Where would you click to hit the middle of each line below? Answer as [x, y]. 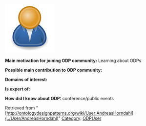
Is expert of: [18, 89]
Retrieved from [20, 108]
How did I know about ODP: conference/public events [59, 98]
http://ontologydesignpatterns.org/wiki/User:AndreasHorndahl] [70, 113]
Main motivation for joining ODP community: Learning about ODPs [73, 61]
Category [71, 118]
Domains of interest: [26, 79]
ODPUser [92, 118]
